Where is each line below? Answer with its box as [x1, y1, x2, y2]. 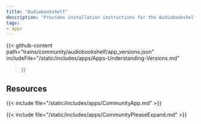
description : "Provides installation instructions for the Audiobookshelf [6, 14, 197, 20]
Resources [6, 83, 47, 93]
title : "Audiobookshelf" [6, 8, 68, 15]
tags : [6, 20, 20, 26]
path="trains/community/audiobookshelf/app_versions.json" [6, 49, 154, 56]
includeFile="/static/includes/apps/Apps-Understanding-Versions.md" [6, 55, 180, 62]
